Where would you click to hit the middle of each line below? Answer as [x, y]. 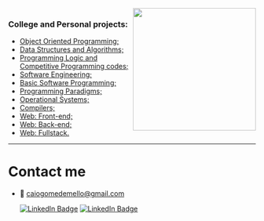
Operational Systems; [54, 100]
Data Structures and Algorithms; [71, 49]
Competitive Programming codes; [74, 67]
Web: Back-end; [46, 125]
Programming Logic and [59, 58]
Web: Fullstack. [44, 133]
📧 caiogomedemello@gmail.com [72, 194]
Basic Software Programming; [68, 83]
